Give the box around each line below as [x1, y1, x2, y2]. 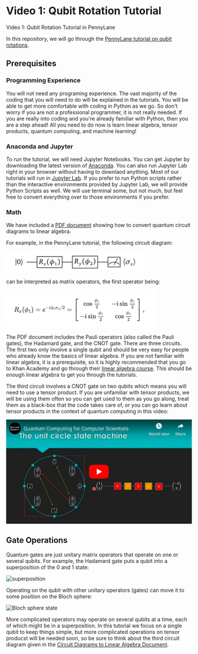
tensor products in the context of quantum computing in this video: [6, 408, 169, 415]
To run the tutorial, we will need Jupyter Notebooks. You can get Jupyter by [6, 156, 190, 163]
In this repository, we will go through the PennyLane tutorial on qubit [6, 35, 172, 42]
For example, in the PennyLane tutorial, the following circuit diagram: [6, 239, 173, 247]
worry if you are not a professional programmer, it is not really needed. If [6, 108, 183, 116]
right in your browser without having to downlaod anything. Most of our [6, 168, 179, 175]
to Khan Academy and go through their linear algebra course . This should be [6, 365, 192, 372]
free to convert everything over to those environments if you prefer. [6, 193, 170, 200]
